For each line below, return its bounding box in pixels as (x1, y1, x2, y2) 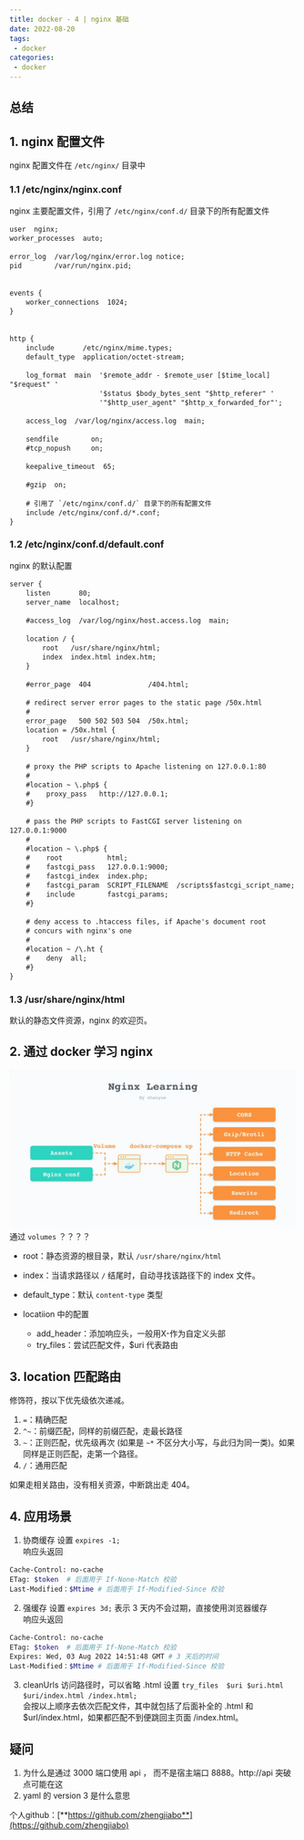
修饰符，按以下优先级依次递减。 (9, 1395, 129, 1406)
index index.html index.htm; (42, 653, 157, 662)
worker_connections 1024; (25, 298, 128, 307)
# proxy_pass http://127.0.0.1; (25, 789, 169, 799)
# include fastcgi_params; (25, 890, 169, 899)
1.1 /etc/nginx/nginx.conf (9, 183, 123, 196)
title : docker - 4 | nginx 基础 (9, 15, 129, 24)
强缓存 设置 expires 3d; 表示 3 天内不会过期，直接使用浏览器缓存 (22, 1602, 268, 1613)
